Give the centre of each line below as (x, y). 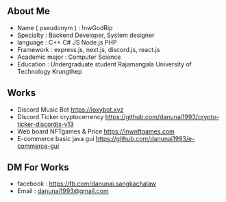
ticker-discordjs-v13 (45, 124)
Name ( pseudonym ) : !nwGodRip (65, 27)
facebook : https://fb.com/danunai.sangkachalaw (86, 184)
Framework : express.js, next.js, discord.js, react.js (88, 49)
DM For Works (38, 167)
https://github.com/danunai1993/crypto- (162, 116)
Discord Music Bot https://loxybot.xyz (70, 110)
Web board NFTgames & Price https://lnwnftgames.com (96, 131)
